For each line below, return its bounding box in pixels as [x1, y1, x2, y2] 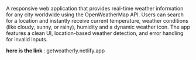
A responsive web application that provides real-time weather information [6, 5, 184, 12]
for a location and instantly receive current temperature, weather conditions [6, 17, 189, 24]
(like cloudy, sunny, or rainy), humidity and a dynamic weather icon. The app [6, 23, 191, 30]
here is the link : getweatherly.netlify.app [6, 47, 105, 54]
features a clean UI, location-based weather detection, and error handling [6, 30, 184, 37]
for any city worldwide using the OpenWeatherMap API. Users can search [6, 11, 184, 18]
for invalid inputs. [6, 36, 48, 43]
